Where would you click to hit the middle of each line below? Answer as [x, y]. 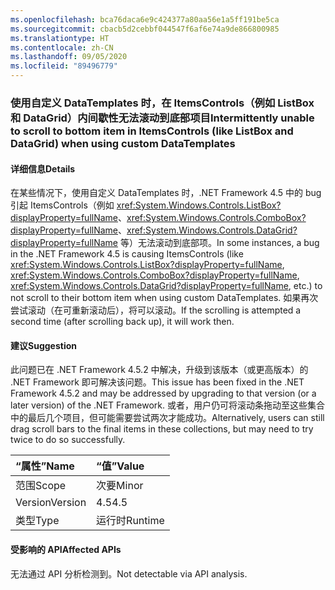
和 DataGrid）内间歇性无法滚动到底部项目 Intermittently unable [162, 118]
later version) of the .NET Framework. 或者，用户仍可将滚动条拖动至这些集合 [167, 405]
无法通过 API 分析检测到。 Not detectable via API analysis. [129, 573]
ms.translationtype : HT [60, 38]
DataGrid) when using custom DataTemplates [123, 143]
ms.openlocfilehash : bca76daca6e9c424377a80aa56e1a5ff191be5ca [145, 19]
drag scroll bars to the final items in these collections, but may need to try [162, 429]
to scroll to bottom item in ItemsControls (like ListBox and [152, 131]
